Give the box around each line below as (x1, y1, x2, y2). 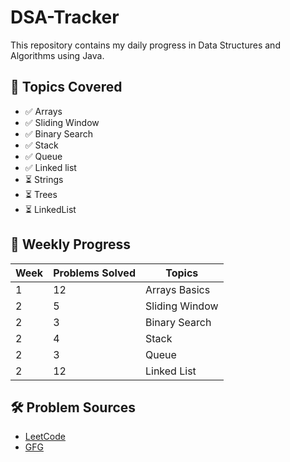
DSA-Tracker (10, 6, 120, 29)
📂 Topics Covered (10, 79, 123, 96)
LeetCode (24, 431, 66, 443)
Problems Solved (53, 266, 136, 280)
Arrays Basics (144, 282, 211, 296)
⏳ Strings (24, 173, 64, 185)
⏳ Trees (24, 188, 58, 200)
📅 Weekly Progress (10, 236, 132, 253)
